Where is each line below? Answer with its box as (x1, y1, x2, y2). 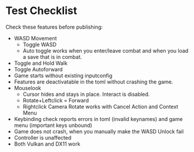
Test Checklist (5, 4, 78, 18)
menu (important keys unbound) (14, 122, 92, 129)
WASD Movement (14, 34, 57, 42)
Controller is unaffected (14, 134, 72, 141)
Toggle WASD (22, 41, 57, 48)
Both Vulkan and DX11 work (14, 140, 81, 147)
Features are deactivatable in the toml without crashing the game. (14, 78, 173, 85)
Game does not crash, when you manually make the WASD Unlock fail (14, 127, 184, 135)
